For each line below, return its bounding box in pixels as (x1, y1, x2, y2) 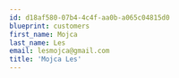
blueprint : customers (9, 22, 90, 30)
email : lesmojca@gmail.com (9, 47, 110, 56)
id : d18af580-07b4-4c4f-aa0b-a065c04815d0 (9, 13, 170, 22)
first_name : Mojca (9, 30, 78, 39)
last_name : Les (9, 38, 66, 48)
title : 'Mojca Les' (9, 55, 82, 64)
